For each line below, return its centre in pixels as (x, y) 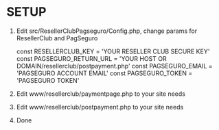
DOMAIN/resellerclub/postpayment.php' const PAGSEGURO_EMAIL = (115, 66)
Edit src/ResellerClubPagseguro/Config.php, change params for (106, 31)
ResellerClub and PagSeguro (57, 38)
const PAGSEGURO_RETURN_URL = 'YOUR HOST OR (91, 58)
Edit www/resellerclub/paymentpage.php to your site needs (101, 94)
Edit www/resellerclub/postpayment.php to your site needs (100, 107)
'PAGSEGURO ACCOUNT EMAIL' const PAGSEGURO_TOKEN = (104, 73)
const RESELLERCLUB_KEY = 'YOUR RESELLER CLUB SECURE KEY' (113, 51)
